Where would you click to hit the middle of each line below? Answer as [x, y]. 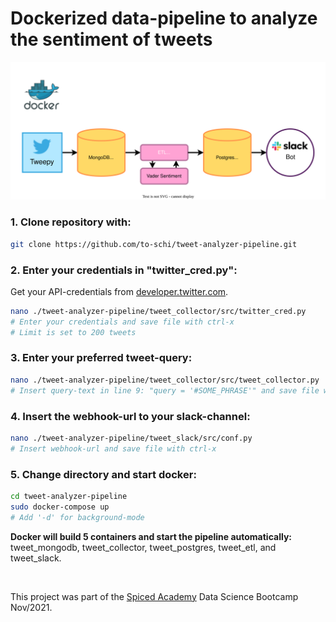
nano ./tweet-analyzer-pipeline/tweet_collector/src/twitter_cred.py [158, 311]
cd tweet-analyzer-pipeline [69, 496]
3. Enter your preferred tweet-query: [101, 358]
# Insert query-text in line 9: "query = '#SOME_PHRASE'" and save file [165, 390]
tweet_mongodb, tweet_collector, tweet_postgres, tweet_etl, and [143, 547]
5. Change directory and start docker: [103, 474]
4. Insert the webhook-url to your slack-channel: [130, 416]
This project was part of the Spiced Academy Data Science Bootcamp [154, 596]
